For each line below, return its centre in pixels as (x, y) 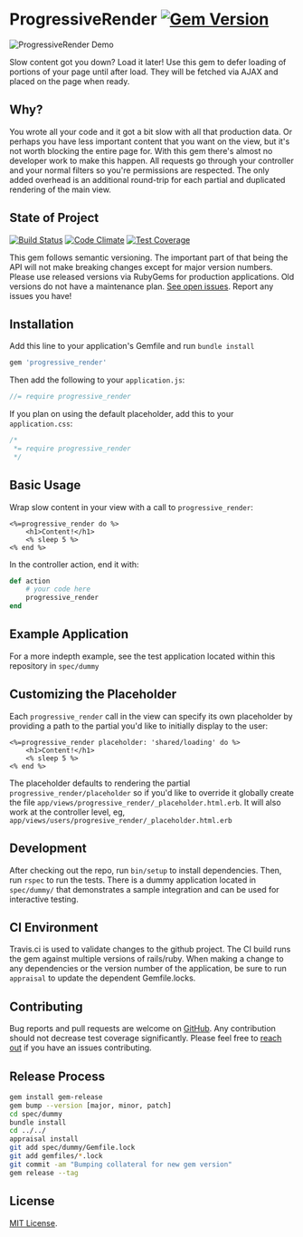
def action (30, 581)
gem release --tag (44, 1173)
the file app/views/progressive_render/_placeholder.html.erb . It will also (146, 802)
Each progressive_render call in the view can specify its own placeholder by (151, 716)
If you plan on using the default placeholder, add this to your (122, 414)
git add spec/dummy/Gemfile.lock (72, 1148)
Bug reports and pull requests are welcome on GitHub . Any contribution (142, 1029)
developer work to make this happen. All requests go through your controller (151, 160)
